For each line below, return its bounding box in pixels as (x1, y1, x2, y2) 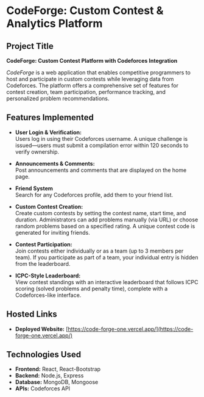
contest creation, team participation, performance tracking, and (6, 88, 166, 95)
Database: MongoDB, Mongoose (15, 379, 99, 386)
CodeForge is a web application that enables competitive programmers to (6, 69, 191, 76)
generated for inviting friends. (15, 229, 90, 236)
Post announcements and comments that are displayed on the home (15, 166, 187, 174)
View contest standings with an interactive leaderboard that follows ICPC (15, 278, 199, 285)
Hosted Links (6, 309, 58, 320)
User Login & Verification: (15, 129, 82, 136)
